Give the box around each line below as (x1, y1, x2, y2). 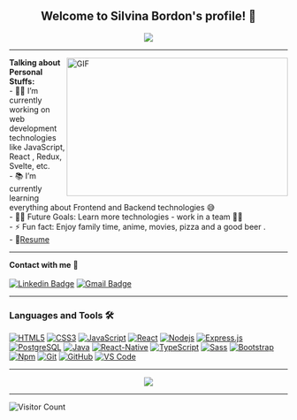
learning (9, 192, 40, 203)
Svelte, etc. (9, 160, 50, 171)
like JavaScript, (9, 141, 65, 152)
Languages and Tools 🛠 (9, 309, 115, 321)
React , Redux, (9, 151, 62, 162)
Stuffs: (9, 76, 35, 87)
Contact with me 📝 (9, 259, 79, 270)
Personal (9, 66, 43, 77)
